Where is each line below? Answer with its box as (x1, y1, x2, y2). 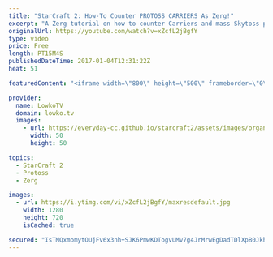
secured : (8, 236, 38, 244)
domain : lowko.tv (15, 109, 75, 118)
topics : (8, 153, 35, 162)
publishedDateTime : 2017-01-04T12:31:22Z (8, 58, 151, 66)
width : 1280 (23, 206, 63, 215)
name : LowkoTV (15, 101, 63, 109)
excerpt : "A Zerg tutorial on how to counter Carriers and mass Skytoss (8, 19, 260, 28)
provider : (8, 94, 42, 102)
